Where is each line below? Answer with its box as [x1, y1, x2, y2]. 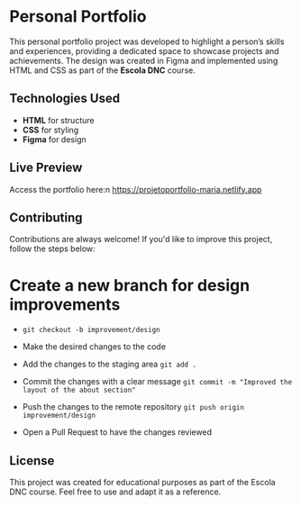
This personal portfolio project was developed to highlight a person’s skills [9, 36, 285, 47]
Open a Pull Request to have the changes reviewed [22, 427, 212, 438]
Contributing [9, 210, 83, 225]
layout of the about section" [22, 385, 137, 395]
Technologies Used [9, 91, 120, 106]
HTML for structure [22, 114, 95, 125]
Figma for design [22, 133, 87, 145]
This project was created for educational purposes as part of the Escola [9, 477, 277, 488]
